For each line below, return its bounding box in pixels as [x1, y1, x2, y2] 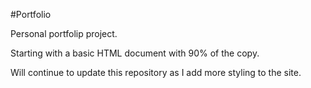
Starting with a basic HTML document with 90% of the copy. [10, 47, 260, 59]
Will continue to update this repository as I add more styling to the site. [10, 67, 302, 78]
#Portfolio [10, 9, 52, 20]
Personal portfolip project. [10, 28, 118, 39]
